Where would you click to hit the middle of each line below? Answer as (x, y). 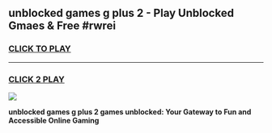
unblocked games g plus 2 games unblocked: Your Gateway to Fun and (130, 111)
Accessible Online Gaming (54, 120)
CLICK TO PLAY (40, 49)
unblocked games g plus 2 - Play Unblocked (121, 13)
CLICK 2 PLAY (36, 79)
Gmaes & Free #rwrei (62, 26)
